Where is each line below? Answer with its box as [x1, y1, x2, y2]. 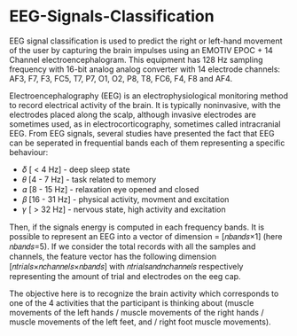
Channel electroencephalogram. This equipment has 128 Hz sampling [9, 54, 263, 65]
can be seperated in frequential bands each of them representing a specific [9, 137, 285, 148]
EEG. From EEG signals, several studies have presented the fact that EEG [9, 128, 275, 138]
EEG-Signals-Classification [9, 6, 215, 27]
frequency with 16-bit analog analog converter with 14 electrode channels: [9, 64, 281, 74]
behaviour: [9, 146, 49, 157]
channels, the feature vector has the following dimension [9, 251, 217, 262]
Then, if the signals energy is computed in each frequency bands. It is [9, 222, 264, 232]
